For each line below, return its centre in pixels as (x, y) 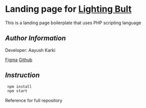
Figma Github (19, 60)
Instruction (22, 75)
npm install (19, 87)
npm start (17, 91)
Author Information (36, 38)
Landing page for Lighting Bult (68, 9)
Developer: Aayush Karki (30, 50)
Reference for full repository (34, 101)
